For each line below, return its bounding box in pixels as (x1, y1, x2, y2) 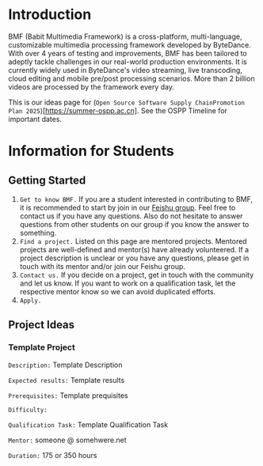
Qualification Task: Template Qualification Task (8, 419, 169, 429)
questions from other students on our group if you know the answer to (19, 219, 250, 229)
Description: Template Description (8, 360, 123, 369)
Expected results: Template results (8, 375, 125, 385)
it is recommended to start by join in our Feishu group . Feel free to (19, 203, 236, 212)
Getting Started (8, 173, 86, 187)
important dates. (8, 114, 62, 123)
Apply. (19, 297, 42, 305)
